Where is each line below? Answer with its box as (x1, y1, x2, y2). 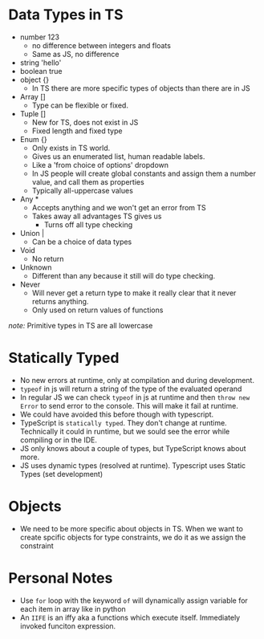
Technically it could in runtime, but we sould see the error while (19, 426, 230, 436)
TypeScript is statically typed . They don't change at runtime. (19, 417, 227, 427)
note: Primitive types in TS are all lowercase (8, 320, 153, 330)
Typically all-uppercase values (31, 185, 134, 195)
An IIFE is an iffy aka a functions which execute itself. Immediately (19, 613, 241, 622)
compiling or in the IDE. (19, 435, 98, 445)
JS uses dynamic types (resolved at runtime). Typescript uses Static (19, 460, 246, 470)
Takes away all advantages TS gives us (31, 211, 162, 221)
